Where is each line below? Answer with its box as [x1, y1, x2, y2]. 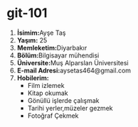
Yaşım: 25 [16, 35, 48, 44]
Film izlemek [27, 81, 65, 89]
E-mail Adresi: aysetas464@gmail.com [16, 66, 132, 74]
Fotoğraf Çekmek [27, 111, 79, 120]
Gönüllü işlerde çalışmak [27, 96, 100, 104]
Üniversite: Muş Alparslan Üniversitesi [16, 58, 129, 67]
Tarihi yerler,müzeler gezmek [27, 104, 113, 112]
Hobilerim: [16, 73, 49, 82]
